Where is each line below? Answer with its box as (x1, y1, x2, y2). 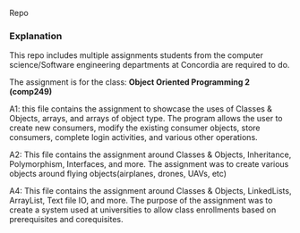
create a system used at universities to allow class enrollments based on (9, 204, 277, 215)
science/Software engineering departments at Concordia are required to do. (9, 60, 290, 71)
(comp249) (9, 87, 53, 97)
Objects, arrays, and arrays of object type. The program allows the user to (9, 113, 283, 124)
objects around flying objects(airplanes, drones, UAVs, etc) (9, 169, 227, 179)
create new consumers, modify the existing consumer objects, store (9, 122, 261, 133)
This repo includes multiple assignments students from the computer (9, 50, 264, 61)
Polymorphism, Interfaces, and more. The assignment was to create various (9, 159, 289, 170)
